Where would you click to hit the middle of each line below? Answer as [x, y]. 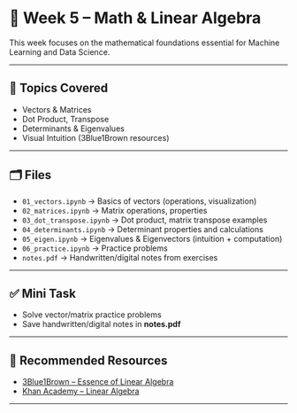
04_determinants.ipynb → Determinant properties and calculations [142, 229]
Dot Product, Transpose [65, 119]
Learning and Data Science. [60, 51]
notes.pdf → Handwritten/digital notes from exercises [120, 257]
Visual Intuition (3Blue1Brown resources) [95, 137]
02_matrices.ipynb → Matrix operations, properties [114, 210]
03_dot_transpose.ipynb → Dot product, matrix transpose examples [145, 220]
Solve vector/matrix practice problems [91, 315]
